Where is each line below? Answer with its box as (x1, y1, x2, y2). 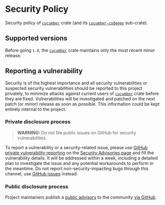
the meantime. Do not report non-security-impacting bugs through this (5, 165, 149, 171)
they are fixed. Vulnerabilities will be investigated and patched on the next (5, 95, 155, 102)
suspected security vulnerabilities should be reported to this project (5, 85, 143, 91)
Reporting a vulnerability (5, 67, 83, 75)
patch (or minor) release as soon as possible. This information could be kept (5, 101, 160, 107)
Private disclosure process (5, 119, 70, 125)
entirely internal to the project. (5, 106, 66, 112)
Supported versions (5, 34, 67, 42)
